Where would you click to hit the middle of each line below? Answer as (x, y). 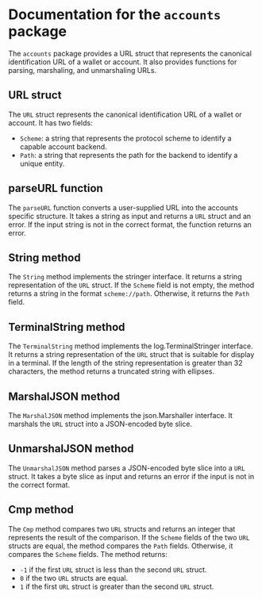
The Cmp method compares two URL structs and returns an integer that (122, 528)
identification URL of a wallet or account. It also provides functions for (123, 62)
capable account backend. (63, 146)
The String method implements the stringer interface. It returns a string (125, 277)
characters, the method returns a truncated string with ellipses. (112, 371)
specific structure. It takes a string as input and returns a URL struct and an (130, 216)
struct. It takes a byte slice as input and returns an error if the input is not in (131, 476)
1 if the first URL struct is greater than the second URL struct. (117, 586)
